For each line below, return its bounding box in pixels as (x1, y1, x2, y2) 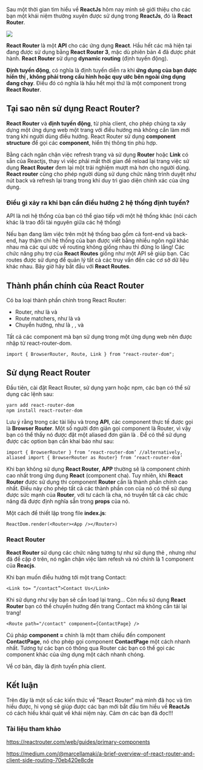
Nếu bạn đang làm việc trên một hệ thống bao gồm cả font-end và (6, 231, 172, 238)
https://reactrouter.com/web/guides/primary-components (6, 738, 150, 746)
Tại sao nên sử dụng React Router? (6, 103, 141, 114)
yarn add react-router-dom (6, 402, 75, 408)
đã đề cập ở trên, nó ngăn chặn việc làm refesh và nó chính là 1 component (6, 555, 194, 563)
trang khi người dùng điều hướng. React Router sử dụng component (6, 133, 176, 140)
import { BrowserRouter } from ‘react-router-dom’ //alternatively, (6, 449, 183, 456)
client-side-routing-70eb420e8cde (6, 757, 94, 764)
